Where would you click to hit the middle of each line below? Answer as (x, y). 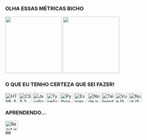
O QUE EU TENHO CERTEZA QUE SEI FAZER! (60, 84)
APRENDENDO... (26, 112)
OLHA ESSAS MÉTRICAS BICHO (44, 9)
